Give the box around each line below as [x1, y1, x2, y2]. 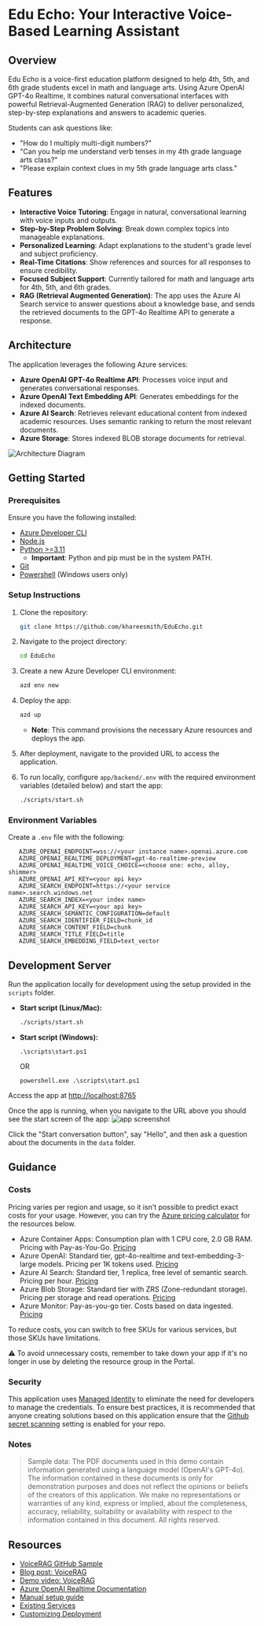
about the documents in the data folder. [8, 1137, 136, 1147]
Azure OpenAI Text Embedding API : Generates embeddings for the [19, 391, 240, 401]
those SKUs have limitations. [8, 1332, 101, 1343]
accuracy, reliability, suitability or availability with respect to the [27, 1507, 233, 1517]
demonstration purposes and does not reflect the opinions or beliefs [27, 1482, 249, 1491]
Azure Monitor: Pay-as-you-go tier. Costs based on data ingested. [19, 1301, 233, 1310]
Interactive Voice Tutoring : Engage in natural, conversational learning [19, 207, 247, 216]
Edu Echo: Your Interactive [8, 6, 185, 24]
